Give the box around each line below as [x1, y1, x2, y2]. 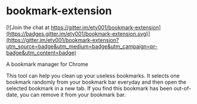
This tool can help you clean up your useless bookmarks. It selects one [6, 72, 180, 79]
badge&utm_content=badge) [6, 49, 77, 56]
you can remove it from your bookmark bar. [20, 91, 126, 98]
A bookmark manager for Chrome [6, 61, 88, 68]
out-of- [173, 84, 192, 92]
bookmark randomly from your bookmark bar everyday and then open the [6, 78, 187, 86]
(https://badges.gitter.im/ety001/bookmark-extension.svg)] [6, 30, 150, 37]
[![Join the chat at [6, 24, 50, 31]
